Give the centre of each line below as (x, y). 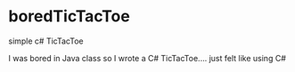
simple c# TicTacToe (46, 41)
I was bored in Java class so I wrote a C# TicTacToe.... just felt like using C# (147, 58)
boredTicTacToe (69, 16)
